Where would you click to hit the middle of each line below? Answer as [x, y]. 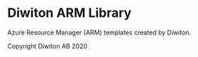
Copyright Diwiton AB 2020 [47, 46]
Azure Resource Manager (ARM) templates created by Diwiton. [99, 32]
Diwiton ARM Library [70, 13]
